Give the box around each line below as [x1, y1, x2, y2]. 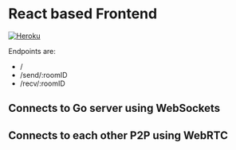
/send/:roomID [19, 70, 68, 79]
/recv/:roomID [19, 79, 65, 88]
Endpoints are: [8, 46, 56, 56]
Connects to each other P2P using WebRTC [8, 129, 229, 142]
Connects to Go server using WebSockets [8, 102, 221, 115]
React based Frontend [8, 5, 158, 23]
